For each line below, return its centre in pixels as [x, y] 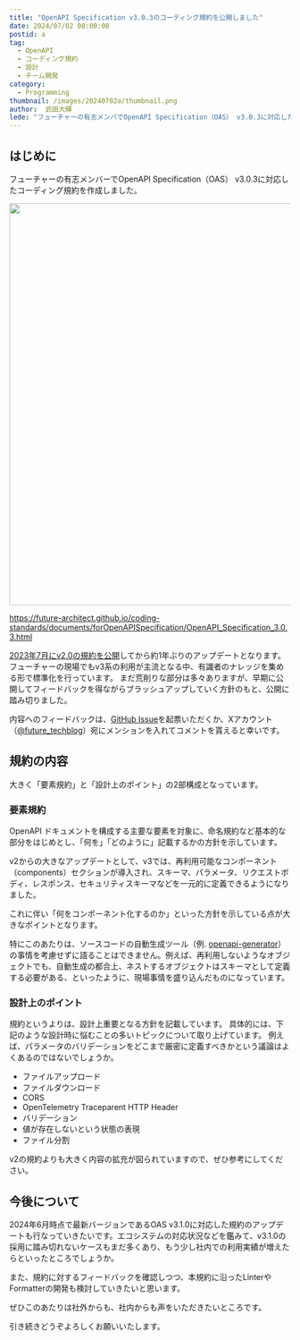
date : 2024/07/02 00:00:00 [59, 26]
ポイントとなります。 [63, 925]
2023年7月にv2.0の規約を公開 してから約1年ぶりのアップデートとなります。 [147, 655]
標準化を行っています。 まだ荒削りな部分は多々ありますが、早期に [154, 677]
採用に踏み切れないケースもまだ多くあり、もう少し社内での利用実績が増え [146, 1247]
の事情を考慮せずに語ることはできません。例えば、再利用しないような [138, 955]
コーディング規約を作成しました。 [79, 190]
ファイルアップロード [61, 1077]
